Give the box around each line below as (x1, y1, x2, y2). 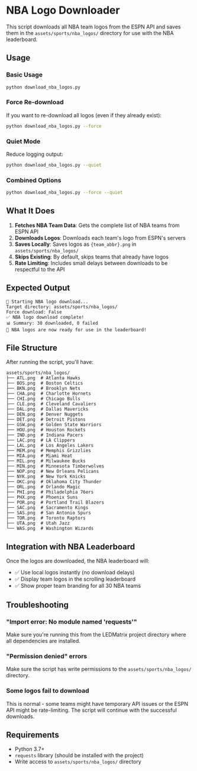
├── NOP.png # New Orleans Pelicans (6, 469, 99, 475)
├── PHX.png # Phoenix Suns (6, 494, 78, 501)
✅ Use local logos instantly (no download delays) (14, 569, 135, 576)
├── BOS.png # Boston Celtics (6, 380, 83, 386)
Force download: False (6, 309, 62, 315)
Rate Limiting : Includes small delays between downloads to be (14, 259, 168, 267)
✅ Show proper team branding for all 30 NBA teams (14, 582, 141, 590)
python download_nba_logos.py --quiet (6, 162, 102, 168)
